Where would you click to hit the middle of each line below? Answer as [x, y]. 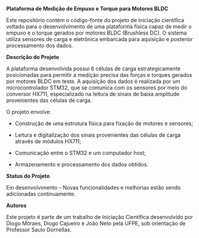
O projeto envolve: [29, 112]
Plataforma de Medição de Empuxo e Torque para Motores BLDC [87, 9]
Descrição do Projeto [33, 57]
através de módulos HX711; [48, 141]
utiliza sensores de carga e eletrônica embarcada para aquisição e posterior [99, 39]
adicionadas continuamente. [41, 194]
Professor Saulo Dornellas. [39, 230]
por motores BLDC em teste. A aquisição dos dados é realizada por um [93, 81]
